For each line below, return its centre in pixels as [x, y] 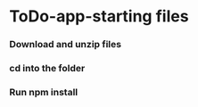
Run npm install [44, 92]
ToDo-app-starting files [99, 16]
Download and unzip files [66, 45]
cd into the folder [47, 69]
